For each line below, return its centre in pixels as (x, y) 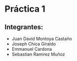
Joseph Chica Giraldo (34, 44)
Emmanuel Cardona (32, 49)
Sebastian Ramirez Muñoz (38, 54)
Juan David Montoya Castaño (42, 39)
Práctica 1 (25, 9)
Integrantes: (24, 27)
